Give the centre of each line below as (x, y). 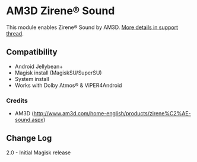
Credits (17, 101)
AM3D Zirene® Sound (61, 11)
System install (32, 79)
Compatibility (32, 52)
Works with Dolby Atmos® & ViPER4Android (68, 85)
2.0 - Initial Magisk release (39, 153)
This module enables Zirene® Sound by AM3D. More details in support (92, 27)
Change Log (29, 138)
